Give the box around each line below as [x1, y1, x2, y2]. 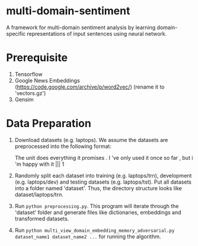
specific [6, 30, 26, 37]
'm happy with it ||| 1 [14, 160, 65, 168]
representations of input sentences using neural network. [27, 30, 167, 37]
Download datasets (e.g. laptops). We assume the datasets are [14, 136, 168, 143]
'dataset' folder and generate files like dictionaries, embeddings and [14, 209, 182, 216]
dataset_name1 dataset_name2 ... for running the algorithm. [14, 233, 161, 240]
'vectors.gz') [14, 89, 46, 96]
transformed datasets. [14, 215, 69, 222]
